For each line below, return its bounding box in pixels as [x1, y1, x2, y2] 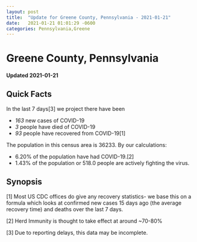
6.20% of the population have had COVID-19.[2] [14, 153, 134, 160]
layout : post [6, 8, 39, 15]
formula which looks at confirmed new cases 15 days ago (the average [6, 199, 182, 206]
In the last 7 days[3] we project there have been [6, 105, 125, 112]
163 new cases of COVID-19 [14, 117, 85, 124]
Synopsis [6, 177, 42, 187]
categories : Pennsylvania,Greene [6, 25, 90, 32]
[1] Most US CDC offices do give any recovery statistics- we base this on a [6, 193, 192, 200]
